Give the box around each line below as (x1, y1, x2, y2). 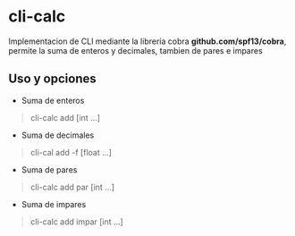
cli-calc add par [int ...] (29, 181, 115, 192)
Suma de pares (21, 164, 78, 175)
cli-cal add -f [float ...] (29, 147, 113, 157)
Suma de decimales (21, 130, 95, 140)
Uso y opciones (8, 72, 97, 87)
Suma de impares (21, 198, 87, 209)
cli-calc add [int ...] (29, 112, 100, 122)
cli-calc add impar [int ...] (29, 216, 124, 227)
